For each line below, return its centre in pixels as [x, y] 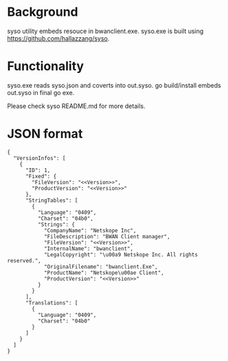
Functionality [46, 66]
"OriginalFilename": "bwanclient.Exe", [101, 267]
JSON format [45, 134]
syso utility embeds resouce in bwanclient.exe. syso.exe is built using [105, 31]
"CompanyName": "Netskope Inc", [90, 230]
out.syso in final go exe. [41, 92]
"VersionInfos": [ [40, 158]
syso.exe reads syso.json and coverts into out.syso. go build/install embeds [114, 85]
